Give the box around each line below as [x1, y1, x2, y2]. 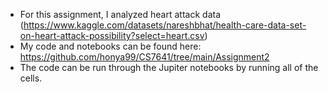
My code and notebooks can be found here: [19, 40, 202, 52]
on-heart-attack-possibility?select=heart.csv [19, 30, 205, 41]
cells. [19, 72, 43, 84]
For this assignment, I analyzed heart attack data [19, 9, 221, 20]
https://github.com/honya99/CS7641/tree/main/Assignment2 [19, 51, 270, 63]
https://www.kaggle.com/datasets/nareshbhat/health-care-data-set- [23, 19, 307, 31]
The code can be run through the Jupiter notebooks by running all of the [19, 62, 319, 73]
